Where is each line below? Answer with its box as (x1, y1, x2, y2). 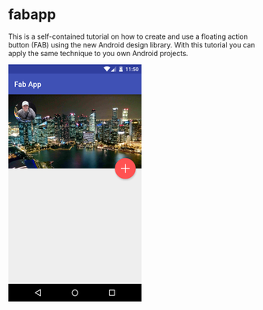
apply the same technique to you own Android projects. (8, 48, 189, 58)
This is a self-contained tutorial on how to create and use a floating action (8, 32, 249, 41)
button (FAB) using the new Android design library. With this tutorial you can (8, 40, 255, 49)
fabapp (8, 6, 57, 24)
